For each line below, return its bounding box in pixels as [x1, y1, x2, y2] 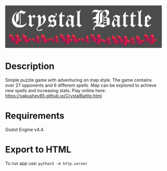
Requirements [5, 110, 65, 121]
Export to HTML [5, 144, 72, 155]
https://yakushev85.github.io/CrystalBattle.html [5, 93, 102, 99]
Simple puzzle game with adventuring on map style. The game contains [5, 77, 152, 83]
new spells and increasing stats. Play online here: [5, 87, 106, 93]
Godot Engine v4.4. [5, 126, 45, 132]
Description [5, 60, 55, 72]
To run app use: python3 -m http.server [5, 160, 88, 166]
